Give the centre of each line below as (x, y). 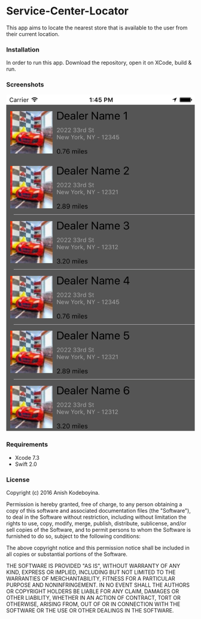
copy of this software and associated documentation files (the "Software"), (99, 510)
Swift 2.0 (26, 464)
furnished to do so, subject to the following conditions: (73, 536)
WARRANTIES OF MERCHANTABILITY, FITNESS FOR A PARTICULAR (91, 578)
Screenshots (25, 85)
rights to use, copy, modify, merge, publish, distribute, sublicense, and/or (96, 523)
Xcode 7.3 (27, 457)
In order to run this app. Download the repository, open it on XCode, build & (99, 63)
